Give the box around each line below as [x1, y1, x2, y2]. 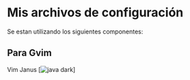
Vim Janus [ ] [7, 65, 76, 73]
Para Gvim [7, 47, 53, 59]
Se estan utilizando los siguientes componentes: [7, 27, 144, 36]
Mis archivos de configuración [7, 5, 184, 21]
